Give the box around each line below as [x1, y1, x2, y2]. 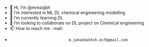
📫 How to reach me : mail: [9, 26, 63, 31]
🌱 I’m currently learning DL [9, 15, 63, 20]
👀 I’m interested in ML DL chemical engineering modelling [9, 10, 126, 16]
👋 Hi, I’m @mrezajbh [9, 5, 51, 10]
